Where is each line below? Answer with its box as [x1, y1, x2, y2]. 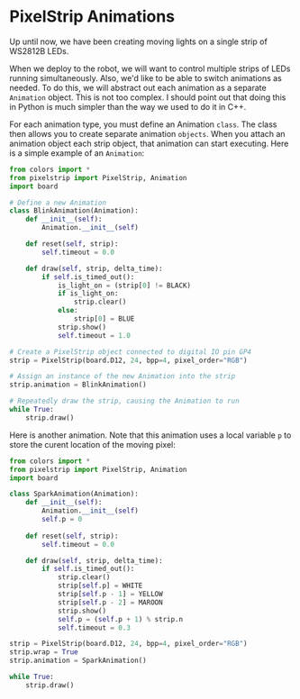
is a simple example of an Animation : [9, 147, 145, 159]
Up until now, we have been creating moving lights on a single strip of [9, 36, 268, 47]
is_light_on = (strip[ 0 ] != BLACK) [57, 281, 192, 290]
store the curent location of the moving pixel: [9, 439, 176, 449]
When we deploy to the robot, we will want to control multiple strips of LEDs [9, 63, 291, 74]
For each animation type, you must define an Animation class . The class [9, 119, 277, 130]
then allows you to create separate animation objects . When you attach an [9, 128, 286, 139]
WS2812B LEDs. [9, 45, 69, 56]
